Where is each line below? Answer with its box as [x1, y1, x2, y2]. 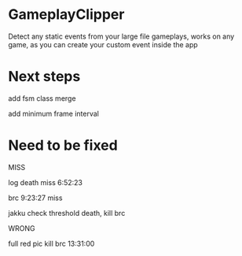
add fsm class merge [8, 93, 76, 103]
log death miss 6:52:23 [8, 177, 82, 187]
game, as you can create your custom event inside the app [8, 39, 198, 49]
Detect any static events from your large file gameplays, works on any [8, 32, 235, 41]
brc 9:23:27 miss [8, 193, 63, 202]
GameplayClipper [8, 6, 125, 24]
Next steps [8, 68, 81, 86]
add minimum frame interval [8, 109, 100, 118]
